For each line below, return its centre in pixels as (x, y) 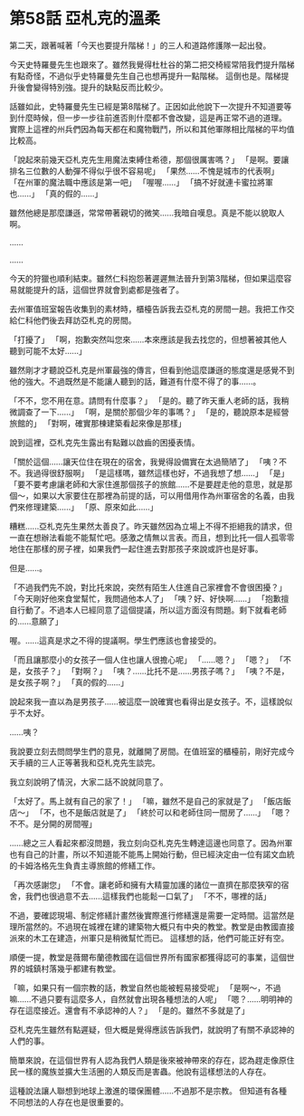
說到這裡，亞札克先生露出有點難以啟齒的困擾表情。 (104, 442)
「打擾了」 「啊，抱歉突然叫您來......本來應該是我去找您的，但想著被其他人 (148, 339)
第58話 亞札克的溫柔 (85, 19)
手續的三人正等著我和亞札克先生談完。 (88, 762)
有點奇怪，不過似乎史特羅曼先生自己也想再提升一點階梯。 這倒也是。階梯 (145, 76)
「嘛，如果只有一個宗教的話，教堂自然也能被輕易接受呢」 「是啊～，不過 (145, 987)
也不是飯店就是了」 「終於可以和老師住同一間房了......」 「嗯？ (175, 812)
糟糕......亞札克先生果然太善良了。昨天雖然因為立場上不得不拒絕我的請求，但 (151, 526)
